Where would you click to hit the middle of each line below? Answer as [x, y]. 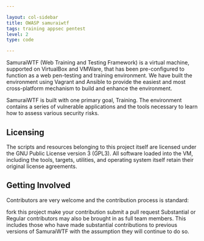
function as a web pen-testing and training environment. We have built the [100, 75]
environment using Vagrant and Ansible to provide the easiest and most [96, 82]
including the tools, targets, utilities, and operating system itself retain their [100, 159]
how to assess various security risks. [53, 113]
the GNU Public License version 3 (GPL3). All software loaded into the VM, [100, 153]
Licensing [25, 132]
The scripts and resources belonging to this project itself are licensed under [101, 147]
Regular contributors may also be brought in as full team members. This [96, 218]
